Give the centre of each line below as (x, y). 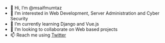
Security (19, 18)
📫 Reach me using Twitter (38, 35)
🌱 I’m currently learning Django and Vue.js (54, 24)
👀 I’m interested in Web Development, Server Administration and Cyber (85, 13)
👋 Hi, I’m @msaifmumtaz (36, 8)
